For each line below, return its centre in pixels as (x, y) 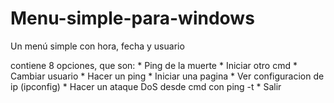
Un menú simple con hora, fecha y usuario (97, 46)
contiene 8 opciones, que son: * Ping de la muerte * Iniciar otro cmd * (154, 65)
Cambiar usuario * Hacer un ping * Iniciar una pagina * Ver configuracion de (167, 76)
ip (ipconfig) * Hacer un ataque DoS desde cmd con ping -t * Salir (146, 86)
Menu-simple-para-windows (132, 18)
